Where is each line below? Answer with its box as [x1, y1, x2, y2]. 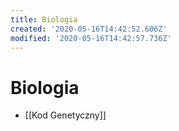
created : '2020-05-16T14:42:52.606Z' [10, 24, 168, 34]
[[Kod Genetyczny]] [24, 109, 107, 121]
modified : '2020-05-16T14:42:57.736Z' [10, 33, 172, 43]
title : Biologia [10, 14, 78, 25]
